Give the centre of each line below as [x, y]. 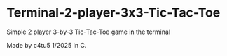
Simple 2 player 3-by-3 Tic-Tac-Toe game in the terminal [89, 32]
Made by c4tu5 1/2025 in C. [47, 45]
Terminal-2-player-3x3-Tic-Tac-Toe [113, 13]
